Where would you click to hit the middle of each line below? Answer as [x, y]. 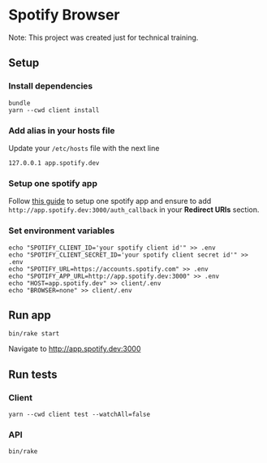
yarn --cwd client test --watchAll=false [80, 415]
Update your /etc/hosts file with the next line [84, 148]
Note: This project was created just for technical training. [103, 37]
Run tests [33, 374]
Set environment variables [62, 231]
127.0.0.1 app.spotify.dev [54, 163]
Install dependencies [51, 86]
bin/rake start [34, 334]
